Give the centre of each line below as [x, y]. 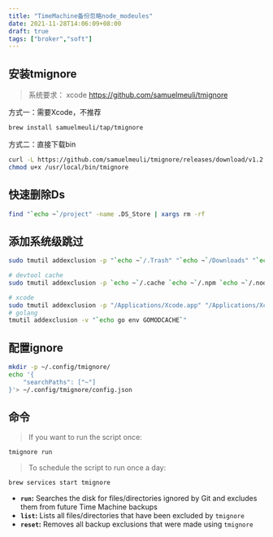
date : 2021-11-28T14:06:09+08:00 [65, 24]
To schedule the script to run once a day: [97, 468]
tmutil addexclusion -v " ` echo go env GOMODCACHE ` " [97, 320]
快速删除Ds [37, 195]
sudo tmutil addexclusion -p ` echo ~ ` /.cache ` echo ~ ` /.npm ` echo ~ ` [129, 283]
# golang [23, 313]
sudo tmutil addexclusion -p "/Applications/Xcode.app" [105, 305]
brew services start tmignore [60, 483]
